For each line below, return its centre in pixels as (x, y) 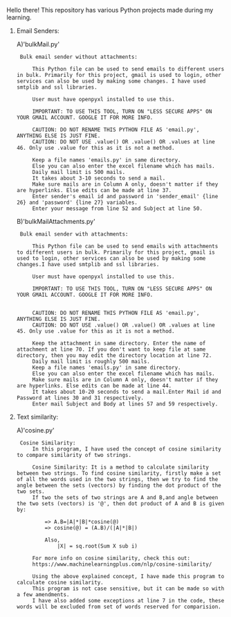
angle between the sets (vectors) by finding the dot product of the (119, 485)
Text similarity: (37, 417)
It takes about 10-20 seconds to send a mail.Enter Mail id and (127, 392)
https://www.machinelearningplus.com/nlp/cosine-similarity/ (122, 564)
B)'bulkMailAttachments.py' (56, 221)
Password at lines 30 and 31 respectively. (80, 398)
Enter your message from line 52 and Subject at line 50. (118, 209)
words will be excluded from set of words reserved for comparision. (119, 607)
